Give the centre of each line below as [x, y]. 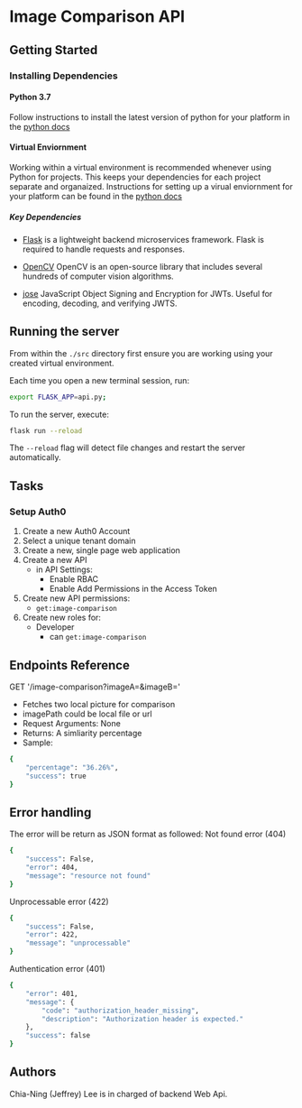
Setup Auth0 [38, 512]
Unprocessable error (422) [59, 901]
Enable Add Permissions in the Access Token [133, 589]
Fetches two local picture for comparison [99, 704]
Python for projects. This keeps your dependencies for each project [135, 177]
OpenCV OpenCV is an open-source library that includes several [142, 266]
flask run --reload [46, 430]
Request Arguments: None [72, 723]
